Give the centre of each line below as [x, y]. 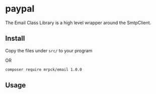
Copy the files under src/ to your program [49, 50]
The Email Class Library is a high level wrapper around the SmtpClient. [78, 23]
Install [15, 38]
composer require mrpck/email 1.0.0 [44, 69]
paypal [20, 9]
